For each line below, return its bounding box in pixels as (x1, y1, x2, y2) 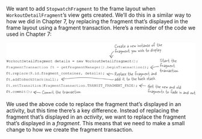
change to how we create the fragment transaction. (6, 126, 133, 133)
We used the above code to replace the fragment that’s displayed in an (6, 100, 182, 107)
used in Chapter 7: (6, 31, 52, 38)
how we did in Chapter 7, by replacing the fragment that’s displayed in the (6, 18, 188, 25)
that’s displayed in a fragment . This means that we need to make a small (6, 119, 185, 126)
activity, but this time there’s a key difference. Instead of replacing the (6, 107, 179, 114)
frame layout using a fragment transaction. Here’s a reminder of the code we (6, 24, 196, 31)
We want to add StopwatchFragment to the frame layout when (6, 5, 156, 12)
